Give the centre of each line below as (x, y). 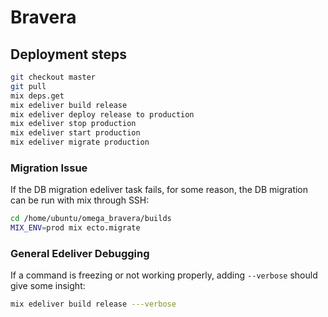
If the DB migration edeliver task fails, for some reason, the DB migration (159, 190)
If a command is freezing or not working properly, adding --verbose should (164, 275)
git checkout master (53, 77)
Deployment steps (68, 54)
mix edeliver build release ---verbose (93, 304)
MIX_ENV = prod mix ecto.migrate (75, 228)
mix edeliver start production (75, 133)
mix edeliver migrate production (80, 142)
